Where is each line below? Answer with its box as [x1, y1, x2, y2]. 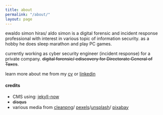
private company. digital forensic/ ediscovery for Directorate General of [5, 56, 153, 62]
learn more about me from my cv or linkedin [5, 71, 96, 77]
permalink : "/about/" [5, 12, 51, 17]
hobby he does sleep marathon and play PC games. [5, 41, 112, 47]
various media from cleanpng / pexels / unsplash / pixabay [12, 104, 129, 110]
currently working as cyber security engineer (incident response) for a [5, 50, 150, 56]
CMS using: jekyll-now [12, 93, 59, 99]
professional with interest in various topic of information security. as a [5, 35, 149, 41]
